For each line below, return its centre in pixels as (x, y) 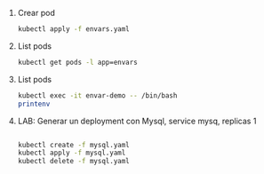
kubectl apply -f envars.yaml (74, 29)
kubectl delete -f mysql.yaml (74, 162)
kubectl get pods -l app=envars (77, 62)
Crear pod (36, 13)
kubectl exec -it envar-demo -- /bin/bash (97, 95)
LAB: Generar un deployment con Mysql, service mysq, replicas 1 (137, 121)
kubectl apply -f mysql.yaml (72, 153)
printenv (34, 104)
